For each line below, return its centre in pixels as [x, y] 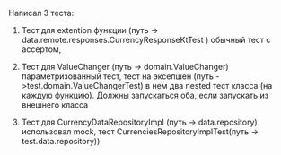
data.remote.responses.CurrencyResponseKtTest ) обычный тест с [146, 40]
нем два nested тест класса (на [212, 86]
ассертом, [41, 49]
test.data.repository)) [61, 141]
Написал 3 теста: [41, 13]
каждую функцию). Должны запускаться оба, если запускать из [145, 95]
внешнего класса [55, 105]
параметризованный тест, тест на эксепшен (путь [118, 76]
